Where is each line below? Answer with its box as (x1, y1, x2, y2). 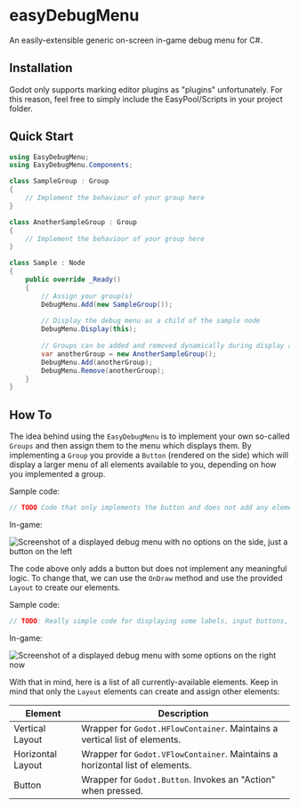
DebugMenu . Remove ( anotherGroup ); (41, 366, 166, 375)
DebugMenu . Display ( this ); (41, 325, 138, 334)
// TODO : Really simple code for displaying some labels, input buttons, (9, 617, 289, 626)
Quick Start (9, 129, 74, 144)
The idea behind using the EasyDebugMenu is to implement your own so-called (9, 431, 291, 441)
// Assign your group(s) (41, 291, 133, 301)
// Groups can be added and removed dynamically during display (41, 342, 285, 351)
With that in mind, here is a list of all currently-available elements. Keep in (9, 676, 279, 687)
